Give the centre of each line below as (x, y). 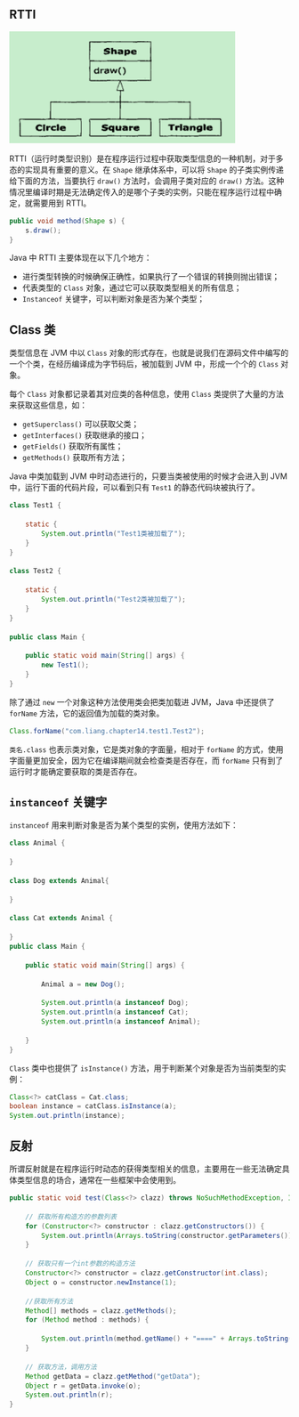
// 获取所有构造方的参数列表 (71, 1217)
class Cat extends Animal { (61, 919)
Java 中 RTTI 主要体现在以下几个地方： (81, 258)
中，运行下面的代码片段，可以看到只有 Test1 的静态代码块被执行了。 (134, 488)
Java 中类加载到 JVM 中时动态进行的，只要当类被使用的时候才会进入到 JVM (148, 476)
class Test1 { (36, 506)
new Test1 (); (65, 665)
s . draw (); (44, 231)
